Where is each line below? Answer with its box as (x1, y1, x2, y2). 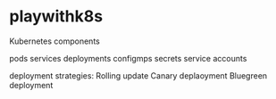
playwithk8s (9, 6, 104, 27)
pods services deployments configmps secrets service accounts (9, 53, 247, 63)
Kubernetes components (9, 36, 100, 46)
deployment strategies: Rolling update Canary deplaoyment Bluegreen (9, 70, 268, 81)
